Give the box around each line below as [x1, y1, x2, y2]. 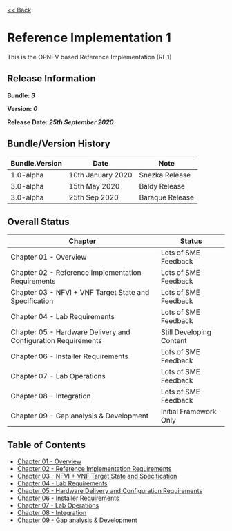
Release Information [7, 73, 97, 85]
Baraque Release [139, 193, 195, 202]
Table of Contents [7, 438, 86, 451]
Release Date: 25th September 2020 [7, 117, 114, 126]
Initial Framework [161, 407, 217, 416]
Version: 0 [7, 104, 38, 113]
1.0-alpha [10, 170, 44, 180]
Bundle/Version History [7, 138, 110, 150]
